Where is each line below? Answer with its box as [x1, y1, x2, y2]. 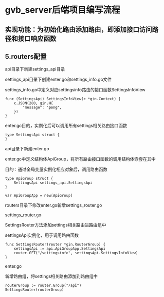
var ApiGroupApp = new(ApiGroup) [5, 193, 73, 198]
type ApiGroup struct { [5, 176, 54, 181]
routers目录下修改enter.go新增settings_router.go [5, 202, 102, 208]
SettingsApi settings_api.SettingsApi [14, 180, 92, 185]
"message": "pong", [22, 105, 62, 110]
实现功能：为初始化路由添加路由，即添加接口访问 [5, 25, 152, 34]
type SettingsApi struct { [5, 132, 60, 138]
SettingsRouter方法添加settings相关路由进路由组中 [5, 222, 106, 228]
